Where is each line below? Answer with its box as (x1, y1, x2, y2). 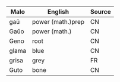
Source (90, 8, 111, 15)
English (47, 8, 70, 15)
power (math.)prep (31, 18, 85, 26)
